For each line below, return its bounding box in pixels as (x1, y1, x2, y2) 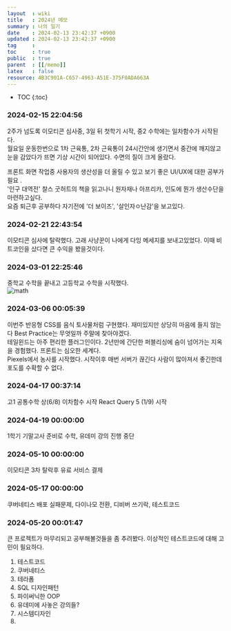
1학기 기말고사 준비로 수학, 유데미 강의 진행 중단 (7, 432, 134, 440)
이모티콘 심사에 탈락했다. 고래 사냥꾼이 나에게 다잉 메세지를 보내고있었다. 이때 (7, 236, 215, 244)
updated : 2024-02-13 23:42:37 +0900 (7, 36, 116, 43)
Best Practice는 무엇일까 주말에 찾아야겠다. (14, 329, 132, 337)
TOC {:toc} (17, 93, 48, 101)
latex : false (7, 68, 54, 74)
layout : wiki (7, 10, 51, 17)
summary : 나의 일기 (7, 23, 61, 30)
